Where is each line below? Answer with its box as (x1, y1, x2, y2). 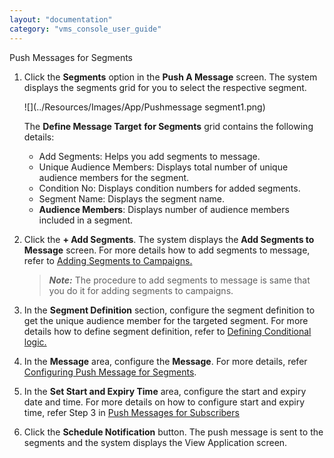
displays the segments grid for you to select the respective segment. (23, 81, 307, 93)
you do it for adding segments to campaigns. (48, 284, 234, 296)
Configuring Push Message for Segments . (23, 366, 197, 378)
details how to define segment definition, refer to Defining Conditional (23, 325, 312, 337)
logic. (23, 336, 47, 348)
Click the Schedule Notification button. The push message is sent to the (23, 426, 324, 438)
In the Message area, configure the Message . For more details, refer (23, 355, 308, 367)
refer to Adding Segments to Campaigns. (23, 254, 193, 266)
